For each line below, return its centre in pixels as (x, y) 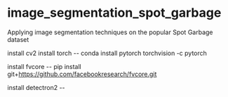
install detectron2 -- (36, 87)
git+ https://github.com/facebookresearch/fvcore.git (82, 74)
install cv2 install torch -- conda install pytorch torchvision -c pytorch (107, 53)
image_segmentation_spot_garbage (114, 13)
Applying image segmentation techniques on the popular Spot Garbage (110, 32)
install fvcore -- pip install (45, 66)
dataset (18, 39)
